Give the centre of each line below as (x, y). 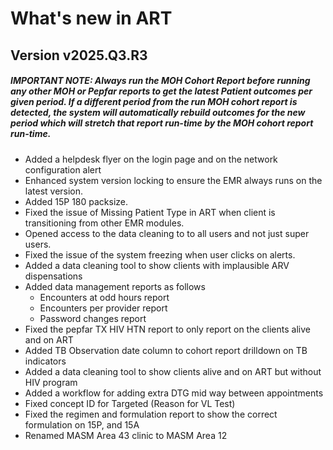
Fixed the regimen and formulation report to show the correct (151, 414)
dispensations (53, 276)
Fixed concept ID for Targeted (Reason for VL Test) (130, 403)
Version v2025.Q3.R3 (79, 55)
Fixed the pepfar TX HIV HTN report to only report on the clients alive (167, 329)
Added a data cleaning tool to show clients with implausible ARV (157, 265)
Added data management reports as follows (115, 286)
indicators (45, 361)
